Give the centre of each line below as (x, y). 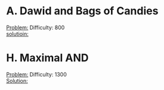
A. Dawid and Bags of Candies (82, 11)
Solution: (17, 80)
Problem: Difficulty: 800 (35, 27)
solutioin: (17, 33)
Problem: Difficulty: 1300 (37, 74)
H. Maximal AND (47, 58)
